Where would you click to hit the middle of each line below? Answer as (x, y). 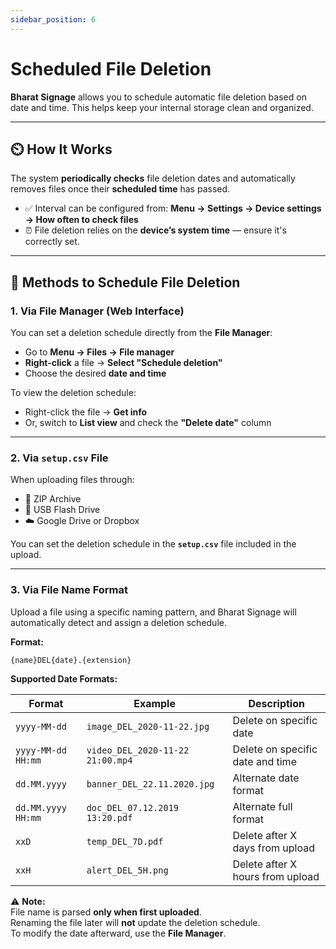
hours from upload (276, 876)
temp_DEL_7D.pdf (125, 841)
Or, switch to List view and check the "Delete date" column (148, 423)
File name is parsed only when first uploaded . (106, 912)
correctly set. (52, 242)
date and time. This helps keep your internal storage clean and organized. (162, 107)
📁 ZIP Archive (53, 499)
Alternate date (266, 778)
